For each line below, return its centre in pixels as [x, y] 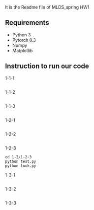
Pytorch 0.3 [24, 40]
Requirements [27, 23]
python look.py [21, 166]
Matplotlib [22, 50]
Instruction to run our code [47, 66]
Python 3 [21, 35]
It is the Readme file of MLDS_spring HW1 [47, 7]
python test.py [21, 161]
